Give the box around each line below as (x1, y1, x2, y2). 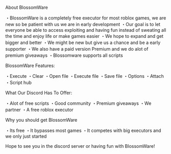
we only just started (5, 133, 47, 139)
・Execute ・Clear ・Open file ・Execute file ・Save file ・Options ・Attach (5, 73, 164, 79)
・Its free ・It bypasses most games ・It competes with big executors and (5, 127, 162, 134)
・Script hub (5, 79, 32, 85)
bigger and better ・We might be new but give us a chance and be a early (5, 39, 161, 46)
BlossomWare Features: (5, 62, 55, 69)
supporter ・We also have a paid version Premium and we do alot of (5, 46, 149, 52)
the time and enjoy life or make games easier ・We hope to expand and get (5, 33, 164, 39)
